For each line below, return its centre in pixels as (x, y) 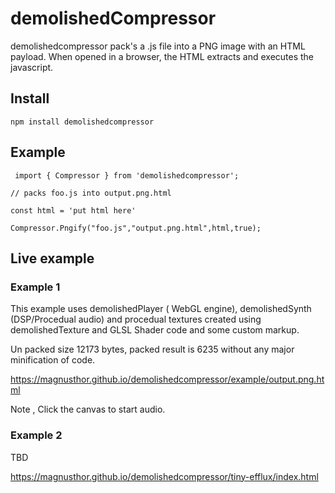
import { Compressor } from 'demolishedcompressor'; (127, 175)
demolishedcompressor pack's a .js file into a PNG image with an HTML (158, 46)
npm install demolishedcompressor (82, 122)
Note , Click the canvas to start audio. (88, 409)
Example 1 (35, 287)
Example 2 (36, 435)
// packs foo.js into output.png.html (91, 193)
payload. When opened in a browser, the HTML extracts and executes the (162, 56)
